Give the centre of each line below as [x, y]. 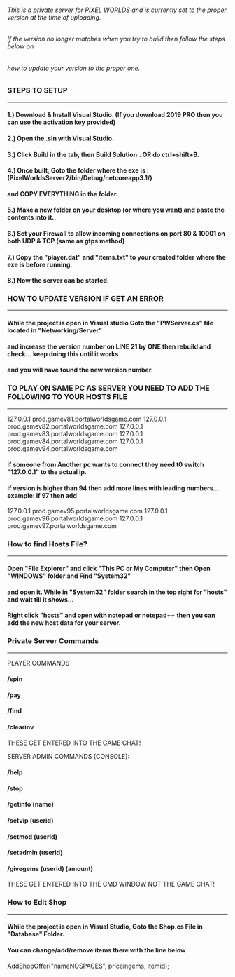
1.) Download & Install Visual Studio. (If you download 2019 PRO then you [115, 115]
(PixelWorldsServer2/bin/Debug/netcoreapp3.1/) [80, 178]
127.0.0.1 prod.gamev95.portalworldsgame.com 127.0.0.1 [87, 511]
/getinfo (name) [31, 804]
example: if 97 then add [42, 495]
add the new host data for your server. [64, 623]
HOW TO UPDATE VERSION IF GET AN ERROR [85, 299]
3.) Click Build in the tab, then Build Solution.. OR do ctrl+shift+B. [104, 154]
